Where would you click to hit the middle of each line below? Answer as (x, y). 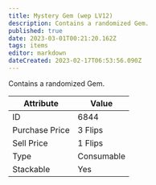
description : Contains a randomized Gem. (79, 23)
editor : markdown (37, 53)
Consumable (102, 156)
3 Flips (90, 129)
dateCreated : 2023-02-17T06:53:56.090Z (75, 61)
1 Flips (90, 143)
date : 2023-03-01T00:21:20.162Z (62, 38)
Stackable (31, 169)
